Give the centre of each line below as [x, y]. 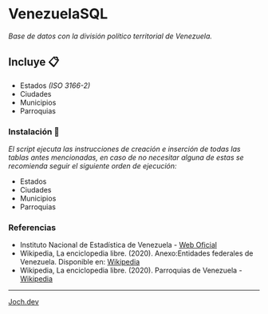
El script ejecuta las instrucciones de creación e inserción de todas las [124, 149]
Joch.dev [24, 302]
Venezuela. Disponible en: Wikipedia [80, 262]
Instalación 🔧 [34, 131]
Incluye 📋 [34, 62]
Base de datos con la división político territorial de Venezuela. [110, 36]
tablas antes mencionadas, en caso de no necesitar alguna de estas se [126, 157]
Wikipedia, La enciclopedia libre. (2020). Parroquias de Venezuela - [131, 270]
